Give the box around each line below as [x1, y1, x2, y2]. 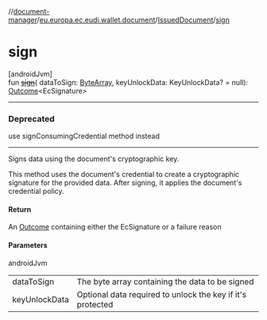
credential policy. [8, 187, 65, 196]
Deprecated [8, 113, 56, 124]
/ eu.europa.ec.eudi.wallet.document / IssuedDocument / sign [37, 15, 230, 25]
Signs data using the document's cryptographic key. [8, 154, 180, 164]
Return [8, 204, 32, 214]
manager [8, 15, 37, 25]
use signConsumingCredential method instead [8, 131, 161, 141]
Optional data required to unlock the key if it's [76, 289, 247, 300]
